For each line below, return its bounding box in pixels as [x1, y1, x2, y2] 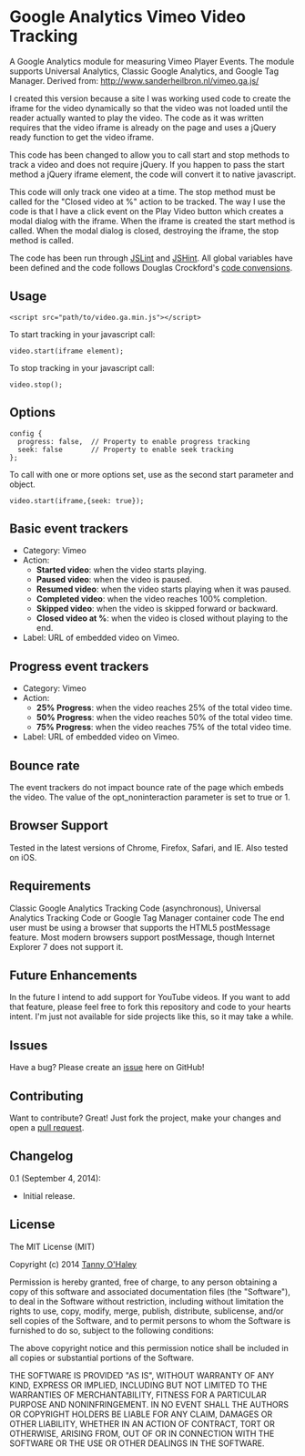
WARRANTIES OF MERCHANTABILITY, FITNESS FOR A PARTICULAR [9, 1389, 267, 1400]
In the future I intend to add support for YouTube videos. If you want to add [9, 992, 290, 1003]
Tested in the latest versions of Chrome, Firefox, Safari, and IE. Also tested [9, 842, 289, 853]
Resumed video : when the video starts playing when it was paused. [36, 583, 291, 594]
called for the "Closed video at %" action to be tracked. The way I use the [9, 196, 286, 207]
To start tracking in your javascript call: [9, 328, 156, 339]
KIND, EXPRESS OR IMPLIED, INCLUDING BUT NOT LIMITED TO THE [9, 1379, 268, 1390]
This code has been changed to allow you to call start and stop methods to [9, 149, 290, 160]
